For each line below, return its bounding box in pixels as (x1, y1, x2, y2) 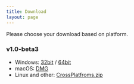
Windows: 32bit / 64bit (14, 59, 71, 66)
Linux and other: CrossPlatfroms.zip (14, 71, 103, 78)
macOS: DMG (14, 64, 49, 72)
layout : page (6, 14, 39, 20)
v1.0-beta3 (6, 45, 39, 53)
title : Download (6, 8, 46, 15)
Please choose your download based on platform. (6, 30, 128, 37)
